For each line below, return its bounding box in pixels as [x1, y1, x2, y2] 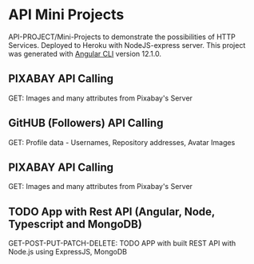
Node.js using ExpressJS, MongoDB [8, 247, 128, 257]
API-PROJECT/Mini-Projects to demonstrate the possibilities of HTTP [8, 32, 236, 41]
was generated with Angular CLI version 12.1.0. [8, 49, 162, 58]
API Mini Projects [8, 6, 125, 24]
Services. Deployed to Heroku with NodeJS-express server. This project [8, 40, 246, 49]
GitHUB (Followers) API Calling [8, 116, 164, 130]
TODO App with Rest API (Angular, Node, [8, 205, 216, 219]
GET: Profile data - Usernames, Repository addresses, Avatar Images [8, 137, 236, 147]
